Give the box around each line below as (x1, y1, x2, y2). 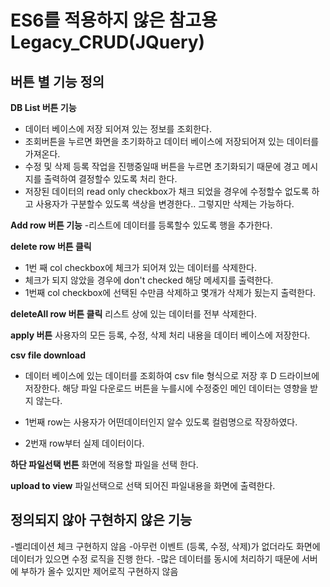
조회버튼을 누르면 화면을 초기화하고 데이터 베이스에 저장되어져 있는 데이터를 (24, 136, 320, 147)
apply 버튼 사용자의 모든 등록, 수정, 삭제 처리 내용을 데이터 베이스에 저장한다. (10, 329, 311, 341)
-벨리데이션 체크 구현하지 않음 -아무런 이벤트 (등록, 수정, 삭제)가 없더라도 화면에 (10, 540, 321, 552)
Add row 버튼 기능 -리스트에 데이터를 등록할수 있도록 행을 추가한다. (10, 219, 273, 231)
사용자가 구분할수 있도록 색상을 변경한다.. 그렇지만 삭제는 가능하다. (35, 198, 295, 210)
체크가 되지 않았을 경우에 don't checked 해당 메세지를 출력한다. (24, 274, 274, 286)
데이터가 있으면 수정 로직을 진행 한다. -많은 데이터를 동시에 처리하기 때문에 (10, 552, 300, 565)
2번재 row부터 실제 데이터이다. (24, 437, 145, 449)
